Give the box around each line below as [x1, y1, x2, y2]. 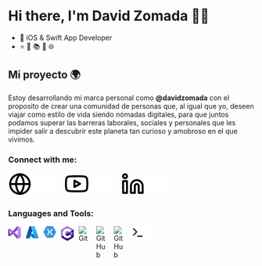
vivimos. [8, 135, 35, 144]
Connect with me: [8, 154, 77, 165]
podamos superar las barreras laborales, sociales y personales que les [8, 117, 236, 128]
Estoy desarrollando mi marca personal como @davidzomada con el [8, 93, 230, 102]
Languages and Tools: [8, 207, 94, 218]
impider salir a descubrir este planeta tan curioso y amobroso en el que [8, 126, 239, 135]
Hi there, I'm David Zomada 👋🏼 [8, 7, 210, 25]
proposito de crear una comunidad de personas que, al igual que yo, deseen [8, 101, 254, 110]
